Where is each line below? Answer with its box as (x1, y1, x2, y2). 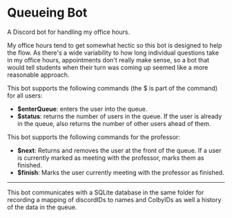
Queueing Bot (7, 5, 88, 21)
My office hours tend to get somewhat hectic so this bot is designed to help (7, 41, 222, 49)
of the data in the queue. (7, 203, 77, 211)
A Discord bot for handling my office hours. (7, 28, 130, 36)
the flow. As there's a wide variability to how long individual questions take (7, 48, 220, 57)
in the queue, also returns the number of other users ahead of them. (17, 119, 211, 127)
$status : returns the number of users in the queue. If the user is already (17, 112, 222, 120)
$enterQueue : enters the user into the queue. (17, 105, 148, 113)
